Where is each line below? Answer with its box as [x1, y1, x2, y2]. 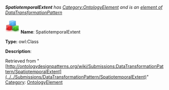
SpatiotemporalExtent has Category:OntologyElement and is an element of [5, 4, 163, 10]
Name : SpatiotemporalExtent [20, 29, 80, 34]
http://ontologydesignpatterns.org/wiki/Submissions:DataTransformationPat [7, 63, 164, 69]
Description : [5, 48, 32, 54]
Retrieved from [5, 58, 36, 64]
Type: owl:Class [5, 38, 39, 44]
